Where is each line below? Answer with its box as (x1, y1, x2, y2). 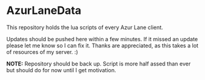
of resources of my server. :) (6, 48, 78, 55)
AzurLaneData (6, 4, 81, 18)
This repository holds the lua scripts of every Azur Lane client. (6, 24, 163, 31)
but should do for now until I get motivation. (6, 66, 116, 73)
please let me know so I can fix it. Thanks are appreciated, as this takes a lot (6, 42, 199, 49)
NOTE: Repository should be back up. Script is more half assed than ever (6, 60, 191, 67)
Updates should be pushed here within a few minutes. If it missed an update (6, 35, 198, 42)
